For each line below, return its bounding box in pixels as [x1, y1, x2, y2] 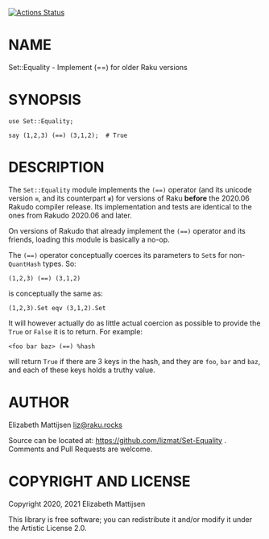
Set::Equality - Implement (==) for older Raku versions [8, 62, 188, 72]
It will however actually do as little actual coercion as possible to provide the [8, 318, 261, 328]
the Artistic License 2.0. [8, 523, 87, 533]
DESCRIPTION [8, 158, 105, 176]
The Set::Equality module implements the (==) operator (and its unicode [8, 185, 252, 194]
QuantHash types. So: [8, 259, 77, 268]
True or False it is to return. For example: [8, 326, 143, 336]
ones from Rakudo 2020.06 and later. [8, 210, 133, 220]
